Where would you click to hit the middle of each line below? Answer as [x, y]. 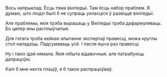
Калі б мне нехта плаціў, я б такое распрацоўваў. [59, 69]
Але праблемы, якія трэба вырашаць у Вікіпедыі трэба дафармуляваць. [83, 23]
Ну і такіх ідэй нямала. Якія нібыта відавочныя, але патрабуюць [75, 54]
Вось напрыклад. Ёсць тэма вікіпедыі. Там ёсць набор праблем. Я [78, 8]
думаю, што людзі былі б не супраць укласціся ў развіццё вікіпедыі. [80, 13]
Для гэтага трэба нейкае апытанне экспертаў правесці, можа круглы [81, 39]
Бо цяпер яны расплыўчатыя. [38, 29]
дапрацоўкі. [18, 59]
